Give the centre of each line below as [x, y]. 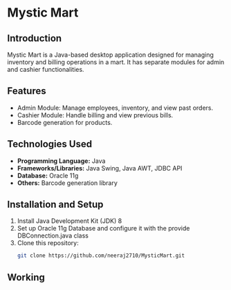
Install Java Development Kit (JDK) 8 [70, 221]
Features [27, 91]
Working [26, 277]
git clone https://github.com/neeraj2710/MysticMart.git [101, 256]
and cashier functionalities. [46, 69]
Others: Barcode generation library [67, 183]
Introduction [35, 38]
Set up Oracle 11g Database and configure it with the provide [103, 229]
